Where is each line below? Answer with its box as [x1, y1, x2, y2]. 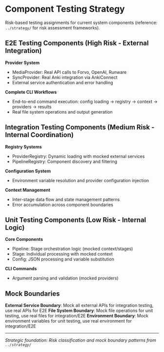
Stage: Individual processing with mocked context [12, 251, 113, 257]
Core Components [5, 236, 43, 242]
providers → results [12, 104, 52, 110]
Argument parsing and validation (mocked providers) [12, 275, 119, 281]
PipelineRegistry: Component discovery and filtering [12, 158, 117, 164]
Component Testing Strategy [5, 3, 125, 15]
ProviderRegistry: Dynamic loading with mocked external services [12, 153, 145, 159]
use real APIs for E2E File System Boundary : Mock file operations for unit [5, 307, 153, 314]
